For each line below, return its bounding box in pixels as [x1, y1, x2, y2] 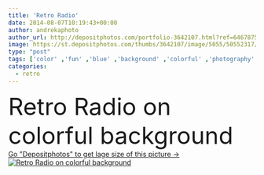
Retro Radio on [8, 91, 171, 122]
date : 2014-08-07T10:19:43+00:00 [8, 19, 118, 27]
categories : [8, 63, 47, 71]
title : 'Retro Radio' [8, 11, 79, 20]
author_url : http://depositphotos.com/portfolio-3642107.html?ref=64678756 [8, 33, 262, 42]
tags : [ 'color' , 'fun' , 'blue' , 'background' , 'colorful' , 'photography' [8, 56, 255, 64]
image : [8, 41, 30, 49]
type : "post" [8, 48, 51, 56]
